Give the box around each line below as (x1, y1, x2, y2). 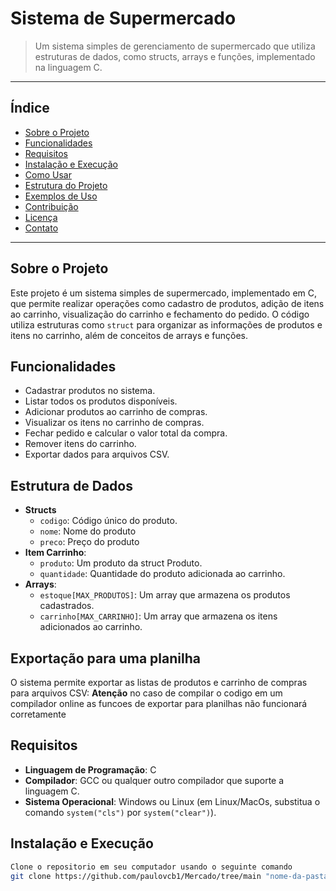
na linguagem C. (34, 61, 103, 73)
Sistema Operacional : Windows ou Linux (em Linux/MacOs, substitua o (24, 795, 321, 807)
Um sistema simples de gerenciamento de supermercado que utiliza (34, 40, 316, 52)
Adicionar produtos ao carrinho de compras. (24, 406, 208, 418)
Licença (24, 211, 58, 223)
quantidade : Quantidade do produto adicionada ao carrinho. (39, 568, 286, 580)
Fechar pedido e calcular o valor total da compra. (24, 427, 228, 439)
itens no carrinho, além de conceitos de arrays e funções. (10, 329, 249, 341)
